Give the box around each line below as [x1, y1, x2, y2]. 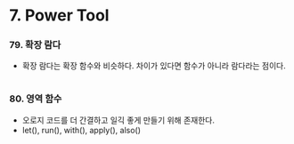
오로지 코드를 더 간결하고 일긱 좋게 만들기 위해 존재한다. [21, 115, 216, 125]
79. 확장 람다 [9, 39, 61, 52]
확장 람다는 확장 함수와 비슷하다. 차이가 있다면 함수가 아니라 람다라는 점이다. [21, 60, 287, 71]
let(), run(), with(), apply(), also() [21, 124, 141, 135]
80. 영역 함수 [9, 92, 62, 105]
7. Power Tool [9, 5, 110, 26]
